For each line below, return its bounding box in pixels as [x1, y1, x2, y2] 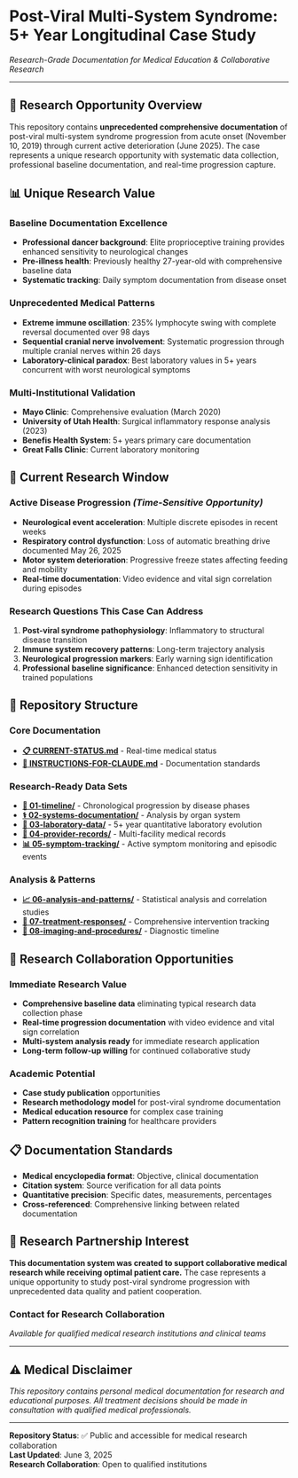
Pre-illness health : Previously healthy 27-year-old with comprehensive [21, 256, 283, 267]
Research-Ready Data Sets [9, 780, 128, 792]
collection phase [21, 1007, 82, 1018]
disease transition [21, 634, 88, 645]
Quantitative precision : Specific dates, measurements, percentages [21, 1190, 272, 1200]
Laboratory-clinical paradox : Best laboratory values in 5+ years [21, 355, 257, 366]
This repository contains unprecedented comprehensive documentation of [9, 122, 288, 132]
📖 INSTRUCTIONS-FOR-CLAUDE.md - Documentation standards [21, 758, 261, 768]
